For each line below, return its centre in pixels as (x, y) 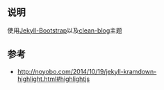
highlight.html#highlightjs (54, 79)
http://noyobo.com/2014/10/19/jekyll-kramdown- (87, 71)
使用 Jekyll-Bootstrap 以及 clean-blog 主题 (65, 30)
